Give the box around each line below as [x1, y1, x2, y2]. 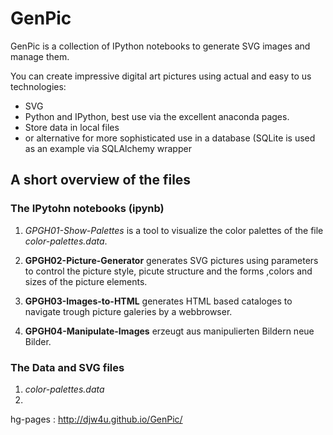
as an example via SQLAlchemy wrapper [24, 142, 192, 154]
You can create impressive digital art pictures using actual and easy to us [10, 70, 312, 82]
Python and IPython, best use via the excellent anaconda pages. [24, 110, 290, 122]
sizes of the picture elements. [24, 275, 148, 287]
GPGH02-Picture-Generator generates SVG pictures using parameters [24, 254, 319, 266]
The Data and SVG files [10, 360, 125, 374]
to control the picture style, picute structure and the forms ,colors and [24, 265, 313, 277]
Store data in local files [24, 121, 120, 133]
